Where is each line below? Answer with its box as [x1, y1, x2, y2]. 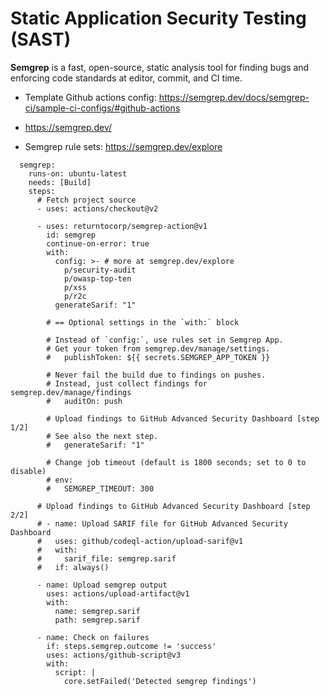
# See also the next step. [46, 431, 159, 441]
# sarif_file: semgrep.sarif [36, 553, 177, 564]
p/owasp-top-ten [63, 273, 132, 284]
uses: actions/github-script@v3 [46, 650, 182, 660]
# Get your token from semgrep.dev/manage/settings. [46, 343, 271, 354]
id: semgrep [46, 230, 97, 240]
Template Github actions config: [24, 91, 157, 103]
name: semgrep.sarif [54, 606, 141, 616]
